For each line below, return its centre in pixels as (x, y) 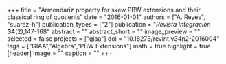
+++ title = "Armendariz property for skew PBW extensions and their (104, 10)
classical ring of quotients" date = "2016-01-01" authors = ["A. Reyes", (106, 17)
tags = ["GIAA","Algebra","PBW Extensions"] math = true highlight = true (109, 46)
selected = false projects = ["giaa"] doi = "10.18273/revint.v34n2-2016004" (113, 39)
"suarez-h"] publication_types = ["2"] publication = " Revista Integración (109, 24)
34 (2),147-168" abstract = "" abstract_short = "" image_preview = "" (104, 31)
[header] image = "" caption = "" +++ (60, 53)
